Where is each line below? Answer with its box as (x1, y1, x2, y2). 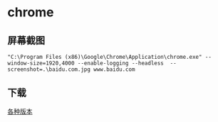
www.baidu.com (93, 66, 135, 73)
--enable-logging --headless (77, 60, 164, 67)
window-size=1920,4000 (7, 60, 75, 67)
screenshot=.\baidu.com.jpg (7, 66, 91, 73)
